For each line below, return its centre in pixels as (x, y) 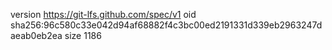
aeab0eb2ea (36, 35)
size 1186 (83, 35)
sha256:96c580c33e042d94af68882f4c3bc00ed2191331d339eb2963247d (166, 25)
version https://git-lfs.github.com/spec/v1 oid (103, 14)
